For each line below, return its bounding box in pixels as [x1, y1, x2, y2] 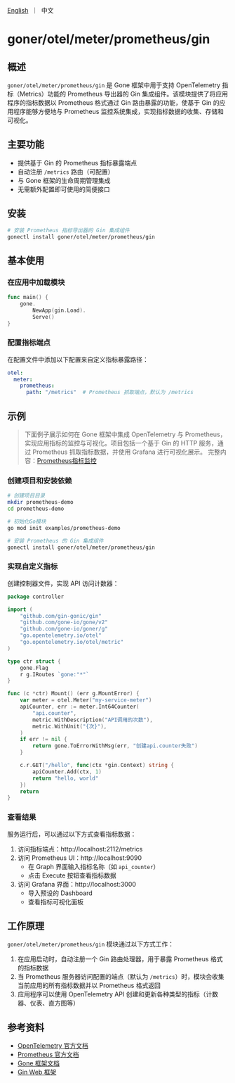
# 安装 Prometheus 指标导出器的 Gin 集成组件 [7, 227, 130, 234]
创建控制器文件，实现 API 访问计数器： [7, 579, 119, 588]
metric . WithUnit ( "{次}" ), [32, 723, 107, 730]
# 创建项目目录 [7, 492, 46, 500]
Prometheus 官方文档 [17, 1051, 79, 1059]
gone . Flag [20, 664, 49, 671]
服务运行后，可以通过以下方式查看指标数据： [7, 830, 137, 838]
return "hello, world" [32, 775, 99, 782]
